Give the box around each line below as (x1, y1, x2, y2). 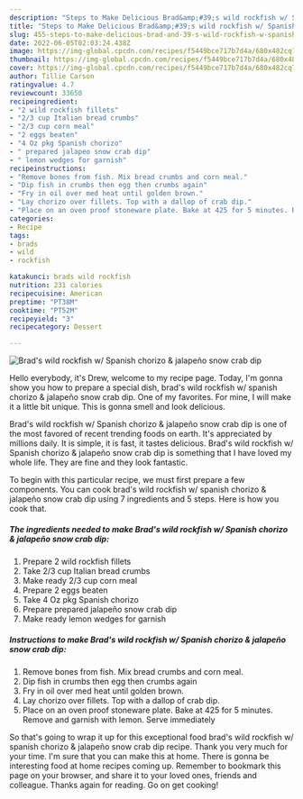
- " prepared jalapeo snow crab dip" (9, 147, 151, 156)
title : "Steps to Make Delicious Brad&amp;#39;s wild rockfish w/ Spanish (9, 22, 297, 31)
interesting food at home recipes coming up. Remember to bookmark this (9, 760, 281, 771)
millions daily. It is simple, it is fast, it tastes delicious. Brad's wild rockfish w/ (9, 438, 294, 449)
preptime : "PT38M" (9, 297, 78, 306)
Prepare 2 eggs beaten (22, 585, 108, 595)
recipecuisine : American (9, 289, 103, 298)
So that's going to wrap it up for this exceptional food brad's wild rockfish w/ (9, 731, 294, 743)
